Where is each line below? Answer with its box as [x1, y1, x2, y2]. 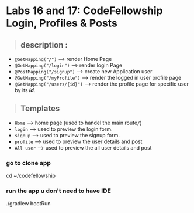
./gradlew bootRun [6, 200, 51, 207]
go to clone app [6, 158, 51, 167]
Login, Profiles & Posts [6, 16, 118, 30]
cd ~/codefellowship [6, 172, 56, 180]
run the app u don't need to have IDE [6, 187, 111, 195]
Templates [20, 104, 60, 114]
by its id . [14, 87, 36, 93]
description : [20, 40, 68, 50]
